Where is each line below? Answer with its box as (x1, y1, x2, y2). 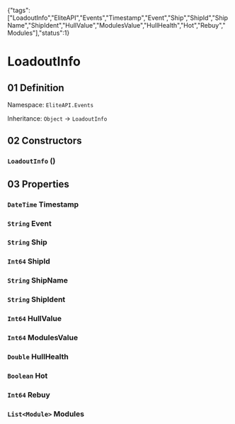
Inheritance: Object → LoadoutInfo (7, 114, 108, 123)
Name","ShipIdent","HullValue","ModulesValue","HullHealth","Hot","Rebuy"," (7, 21, 226, 29)
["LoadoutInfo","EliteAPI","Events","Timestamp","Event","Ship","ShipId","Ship (7, 13, 229, 22)
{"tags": (7, 6, 30, 14)
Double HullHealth (7, 352, 69, 362)
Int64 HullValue (7, 314, 62, 324)
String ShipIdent (7, 295, 66, 305)
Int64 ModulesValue (7, 333, 79, 343)
